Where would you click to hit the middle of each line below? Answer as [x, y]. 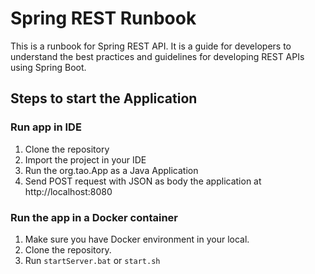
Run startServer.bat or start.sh [92, 260]
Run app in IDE [46, 127]
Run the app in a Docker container [94, 217]
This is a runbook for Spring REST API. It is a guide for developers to [151, 46]
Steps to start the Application [104, 98]
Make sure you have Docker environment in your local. [137, 239]
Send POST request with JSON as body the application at [143, 181]
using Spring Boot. [48, 67]
